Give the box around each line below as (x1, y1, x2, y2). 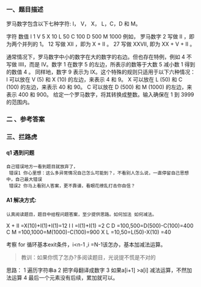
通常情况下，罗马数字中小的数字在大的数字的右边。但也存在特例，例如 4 (6, 53, 185, 61)
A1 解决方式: (6, 196, 37, 203)
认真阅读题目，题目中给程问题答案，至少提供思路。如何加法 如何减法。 (6, 211, 157, 218)
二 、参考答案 (6, 115, 45, 124)
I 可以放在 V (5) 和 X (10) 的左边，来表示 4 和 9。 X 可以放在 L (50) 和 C (6, 76, 182, 83)
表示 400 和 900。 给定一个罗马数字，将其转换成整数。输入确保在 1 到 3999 (6, 91, 194, 98)
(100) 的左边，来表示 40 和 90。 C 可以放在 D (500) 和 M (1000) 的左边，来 (6, 83, 193, 91)
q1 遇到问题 (6, 149, 35, 156)
